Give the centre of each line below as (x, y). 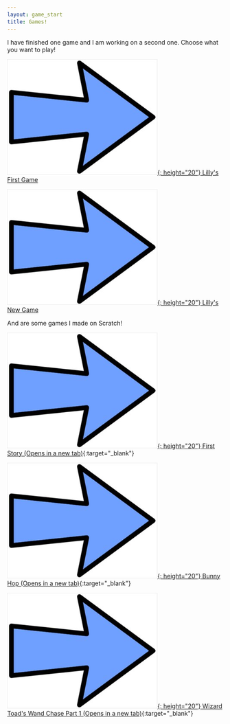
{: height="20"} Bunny (189, 576)
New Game (23, 310)
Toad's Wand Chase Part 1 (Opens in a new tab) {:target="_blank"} (100, 713)
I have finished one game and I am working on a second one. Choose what (113, 42)
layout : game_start (35, 14)
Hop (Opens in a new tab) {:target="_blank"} (69, 583)
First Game (23, 179)
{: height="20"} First (186, 446)
